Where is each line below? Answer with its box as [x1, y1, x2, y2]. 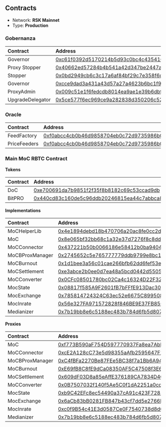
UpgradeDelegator [7, 96, 51, 103]
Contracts [5, 4, 37, 12]
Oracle [5, 111, 22, 118]
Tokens [5, 166, 21, 173]
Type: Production [12, 22, 48, 28]
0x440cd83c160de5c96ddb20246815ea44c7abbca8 [34, 194, 163, 201]
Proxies [5, 321, 21, 327]
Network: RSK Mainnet [12, 17, 60, 23]
